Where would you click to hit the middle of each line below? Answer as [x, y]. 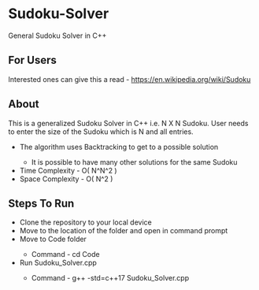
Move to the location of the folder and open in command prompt [124, 231]
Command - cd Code [65, 255]
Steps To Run [41, 203]
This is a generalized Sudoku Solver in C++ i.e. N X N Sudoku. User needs [128, 123]
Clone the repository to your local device [85, 222]
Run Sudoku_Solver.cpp [58, 263]
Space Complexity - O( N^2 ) [66, 179]
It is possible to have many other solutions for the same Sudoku [134, 162]
